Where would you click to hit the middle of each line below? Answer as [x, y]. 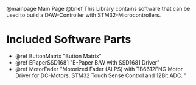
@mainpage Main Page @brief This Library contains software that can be [98, 9]
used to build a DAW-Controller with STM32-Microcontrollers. [84, 15]
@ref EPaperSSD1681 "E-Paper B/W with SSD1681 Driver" [87, 62]
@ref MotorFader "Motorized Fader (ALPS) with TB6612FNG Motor [99, 69]
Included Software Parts [69, 39]
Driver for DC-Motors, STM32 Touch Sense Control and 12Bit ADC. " [101, 75]
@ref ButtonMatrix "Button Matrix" [58, 56]
